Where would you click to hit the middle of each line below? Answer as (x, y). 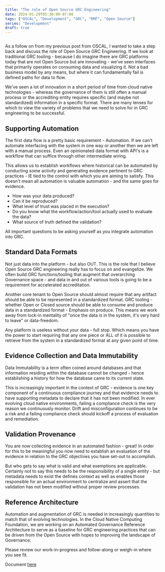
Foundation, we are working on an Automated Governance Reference (75, 525)
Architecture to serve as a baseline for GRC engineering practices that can (80, 530)
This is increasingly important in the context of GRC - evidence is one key (80, 387)
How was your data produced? (43, 196)
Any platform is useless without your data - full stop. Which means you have (82, 330)
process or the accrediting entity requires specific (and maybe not (72, 97)
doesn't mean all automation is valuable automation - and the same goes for (82, 181)
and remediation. (22, 419)
